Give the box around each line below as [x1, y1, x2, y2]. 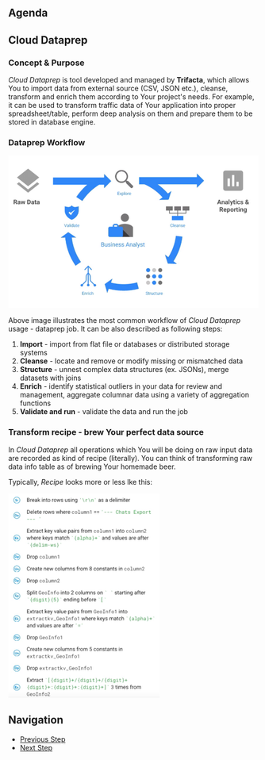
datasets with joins [19, 373, 82, 383]
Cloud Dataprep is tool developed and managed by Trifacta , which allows [8, 75, 250, 85]
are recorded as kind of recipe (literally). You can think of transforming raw [8, 453, 253, 463]
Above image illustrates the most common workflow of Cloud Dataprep [8, 316, 241, 325]
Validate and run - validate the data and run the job [19, 407, 189, 416]
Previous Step [19, 734, 66, 744]
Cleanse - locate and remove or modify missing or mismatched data [19, 356, 244, 366]
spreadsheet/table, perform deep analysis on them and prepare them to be [8, 109, 253, 118]
